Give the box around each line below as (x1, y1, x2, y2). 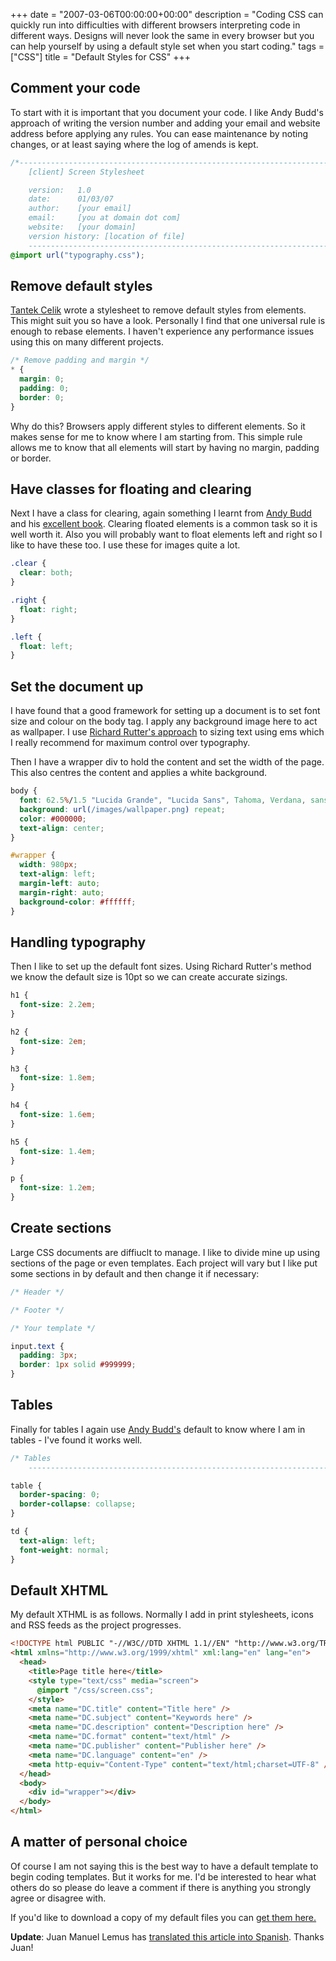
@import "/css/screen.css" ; (36, 1685, 155, 1695)
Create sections (10, 1220, 112, 1237)
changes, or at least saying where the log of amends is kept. (10, 138, 259, 150)
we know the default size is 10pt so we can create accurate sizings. (10, 971, 288, 983)
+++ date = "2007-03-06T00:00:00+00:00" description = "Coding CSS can (10, 9, 324, 20)
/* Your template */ (10, 1323, 97, 1333)
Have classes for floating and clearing (10, 481, 252, 498)
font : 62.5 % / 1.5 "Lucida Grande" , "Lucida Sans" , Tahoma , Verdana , (19, 795, 307, 805)
